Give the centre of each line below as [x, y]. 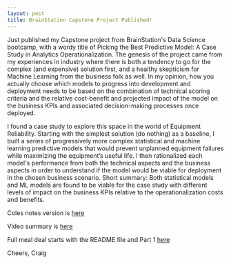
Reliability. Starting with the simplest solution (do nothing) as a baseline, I [111, 133]
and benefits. [26, 199]
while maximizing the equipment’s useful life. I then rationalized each [105, 155]
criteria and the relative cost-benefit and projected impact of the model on [113, 98]
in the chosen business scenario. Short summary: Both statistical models [110, 177]
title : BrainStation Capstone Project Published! [80, 20]
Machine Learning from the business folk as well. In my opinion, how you [111, 76]
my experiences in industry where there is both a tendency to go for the [109, 61]
